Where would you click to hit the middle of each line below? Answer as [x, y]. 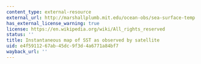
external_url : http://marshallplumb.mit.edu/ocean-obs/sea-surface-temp [101, 18]
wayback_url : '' [27, 52]
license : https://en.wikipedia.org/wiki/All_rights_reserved [86, 29]
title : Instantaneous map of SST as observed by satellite [83, 40]
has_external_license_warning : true [53, 23]
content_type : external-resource [49, 12]
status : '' [20, 35]
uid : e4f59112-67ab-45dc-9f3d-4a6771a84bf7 [63, 46]
